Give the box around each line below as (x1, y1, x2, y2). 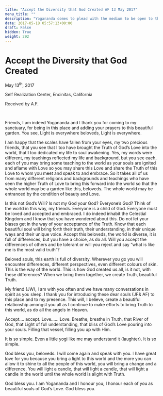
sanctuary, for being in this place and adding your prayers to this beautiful (5, 125, 153, 131)
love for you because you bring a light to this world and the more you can (5, 356, 151, 362)
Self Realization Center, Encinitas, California (5, 92, 93, 98)
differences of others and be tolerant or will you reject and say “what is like (5, 242, 155, 247)
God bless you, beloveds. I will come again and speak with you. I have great (5, 350, 157, 357)
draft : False (5, 25, 32, 30)
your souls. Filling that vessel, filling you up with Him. (5, 327, 111, 332)
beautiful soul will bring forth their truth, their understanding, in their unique (5, 226, 156, 232)
